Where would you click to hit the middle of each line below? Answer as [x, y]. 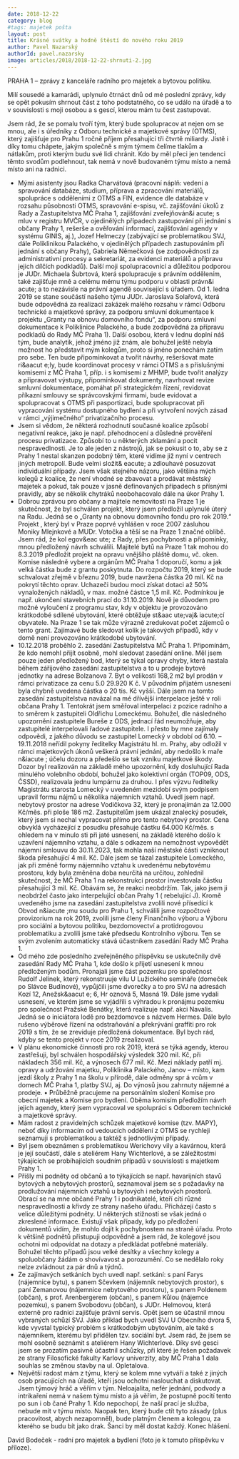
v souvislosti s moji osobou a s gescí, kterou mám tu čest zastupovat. [110, 110]
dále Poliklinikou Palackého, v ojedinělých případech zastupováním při [121, 243]
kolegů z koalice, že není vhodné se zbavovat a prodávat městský [115, 478]
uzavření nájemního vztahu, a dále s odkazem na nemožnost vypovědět [123, 842]
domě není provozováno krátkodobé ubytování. [87, 637]
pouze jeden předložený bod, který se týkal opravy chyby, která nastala [123, 660]
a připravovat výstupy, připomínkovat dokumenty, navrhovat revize [116, 380]
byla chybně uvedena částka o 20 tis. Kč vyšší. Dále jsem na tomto [116, 691]
